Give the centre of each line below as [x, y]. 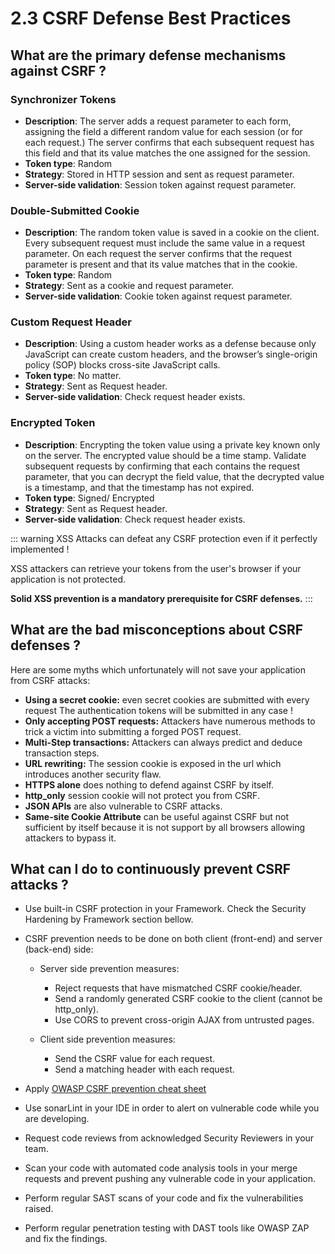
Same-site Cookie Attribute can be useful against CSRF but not [157, 816]
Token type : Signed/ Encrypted [89, 498]
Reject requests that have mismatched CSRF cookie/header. [178, 988]
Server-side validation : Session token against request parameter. [160, 184]
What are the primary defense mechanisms [148, 55]
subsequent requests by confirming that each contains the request [162, 466]
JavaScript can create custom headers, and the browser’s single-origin [171, 354]
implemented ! [40, 549]
